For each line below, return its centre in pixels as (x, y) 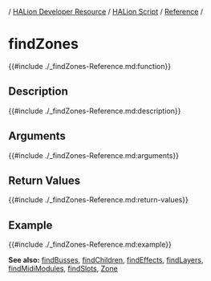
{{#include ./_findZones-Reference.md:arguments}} (93, 155)
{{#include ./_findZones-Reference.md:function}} (89, 66)
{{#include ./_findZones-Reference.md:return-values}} (98, 200)
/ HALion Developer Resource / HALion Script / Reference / (105, 12)
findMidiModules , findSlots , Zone (63, 269)
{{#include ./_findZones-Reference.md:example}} (90, 245)
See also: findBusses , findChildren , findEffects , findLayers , (106, 260)
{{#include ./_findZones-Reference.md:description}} (95, 111)
